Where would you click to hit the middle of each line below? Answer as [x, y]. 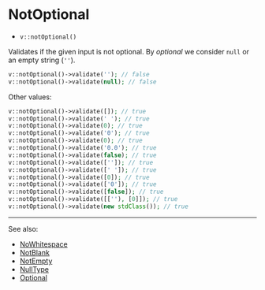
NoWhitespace [44, 244]
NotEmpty [36, 261]
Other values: [30, 97]
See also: [23, 229]
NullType [34, 269]
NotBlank [34, 252]
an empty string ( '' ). [42, 60]
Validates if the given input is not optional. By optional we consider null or [129, 51]
